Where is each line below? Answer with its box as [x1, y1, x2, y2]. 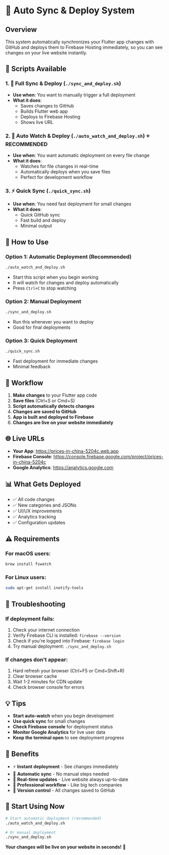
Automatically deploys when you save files [20, 168, 111, 174]
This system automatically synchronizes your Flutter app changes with [5, 39, 155, 45]
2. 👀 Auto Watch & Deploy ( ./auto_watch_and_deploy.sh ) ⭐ [5, 132, 150, 139]
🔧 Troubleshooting [5, 599, 66, 609]
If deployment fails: [5, 615, 55, 622]
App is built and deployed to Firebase [12, 414, 94, 420]
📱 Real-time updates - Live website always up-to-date [12, 776, 129, 782]
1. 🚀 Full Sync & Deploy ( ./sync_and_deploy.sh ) [5, 80, 121, 87]
